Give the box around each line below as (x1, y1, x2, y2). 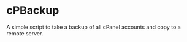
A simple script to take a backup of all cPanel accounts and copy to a (6, 23, 181, 31)
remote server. (6, 29, 44, 37)
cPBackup (6, 4, 59, 17)
